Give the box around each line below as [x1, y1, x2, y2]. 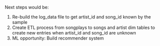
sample [12, 19, 28, 25]
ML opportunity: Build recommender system [12, 35, 104, 41]
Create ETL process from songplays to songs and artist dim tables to [12, 24, 155, 30]
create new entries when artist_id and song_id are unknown [12, 30, 136, 35]
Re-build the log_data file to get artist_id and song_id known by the [12, 14, 151, 19]
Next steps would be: [5, 4, 49, 10]
